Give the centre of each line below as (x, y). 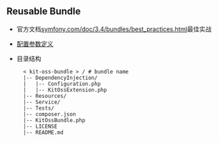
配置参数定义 (35, 44)
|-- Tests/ (39, 108)
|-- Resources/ (45, 96)
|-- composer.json (50, 114)
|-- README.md (43, 132)
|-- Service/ (42, 102)
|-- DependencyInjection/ (60, 78)
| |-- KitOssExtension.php (65, 90)
